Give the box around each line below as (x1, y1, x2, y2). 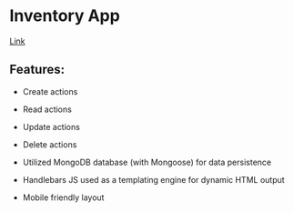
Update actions (22, 121, 80, 132)
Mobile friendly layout (22, 192, 105, 203)
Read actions (22, 104, 73, 115)
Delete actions (22, 138, 77, 150)
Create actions (22, 86, 78, 96)
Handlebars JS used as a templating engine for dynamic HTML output (22, 174, 285, 185)
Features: (9, 62, 66, 77)
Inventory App (9, 5, 120, 26)
